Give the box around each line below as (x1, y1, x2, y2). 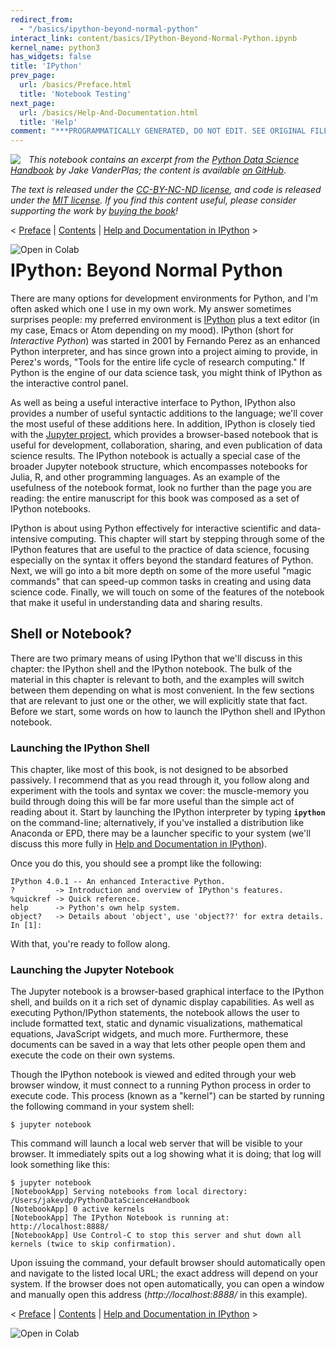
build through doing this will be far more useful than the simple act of (10, 796, 295, 808)
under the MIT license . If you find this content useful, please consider (10, 194, 297, 206)
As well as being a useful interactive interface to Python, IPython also (10, 397, 296, 409)
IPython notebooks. (10, 503, 91, 515)
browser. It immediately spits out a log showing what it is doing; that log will (10, 1148, 322, 1160)
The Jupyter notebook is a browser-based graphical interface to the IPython (10, 986, 325, 998)
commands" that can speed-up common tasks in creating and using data (10, 576, 312, 588)
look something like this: (10, 1159, 110, 1171)
